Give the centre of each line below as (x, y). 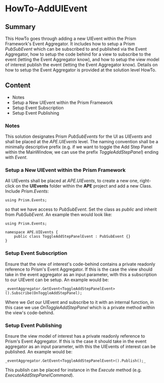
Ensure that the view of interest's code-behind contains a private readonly (80, 264)
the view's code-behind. (30, 313)
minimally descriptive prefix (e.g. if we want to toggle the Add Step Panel (79, 147)
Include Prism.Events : (27, 191)
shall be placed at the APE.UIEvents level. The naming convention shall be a (82, 142)
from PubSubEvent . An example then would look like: (59, 215)
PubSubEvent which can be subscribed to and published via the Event (76, 49)
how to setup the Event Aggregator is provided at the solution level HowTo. (81, 70)
